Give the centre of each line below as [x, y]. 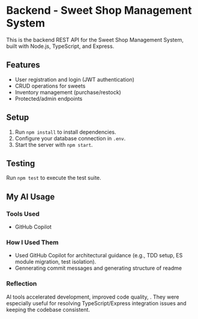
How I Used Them [32, 242]
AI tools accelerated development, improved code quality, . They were [93, 297]
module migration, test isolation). [55, 262]
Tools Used [23, 213]
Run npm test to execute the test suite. [54, 178]
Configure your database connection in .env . [70, 138]
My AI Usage [31, 196]
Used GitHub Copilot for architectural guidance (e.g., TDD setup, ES [99, 255]
